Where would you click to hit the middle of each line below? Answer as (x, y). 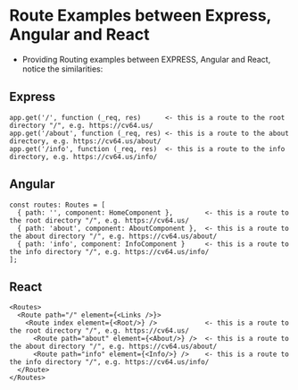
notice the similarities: (62, 69)
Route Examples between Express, (141, 16)
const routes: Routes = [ (57, 205)
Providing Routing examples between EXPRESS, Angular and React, (146, 59)
